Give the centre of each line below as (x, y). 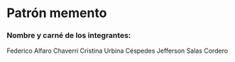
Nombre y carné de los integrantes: (69, 36)
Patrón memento (57, 13)
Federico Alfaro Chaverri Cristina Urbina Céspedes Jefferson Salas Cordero (117, 51)
